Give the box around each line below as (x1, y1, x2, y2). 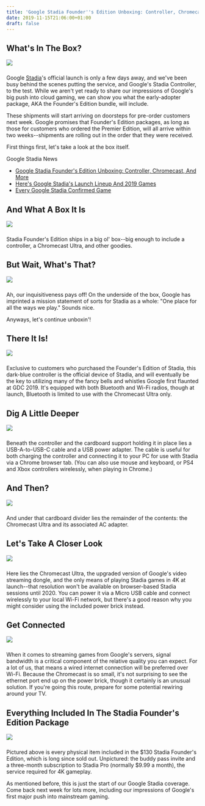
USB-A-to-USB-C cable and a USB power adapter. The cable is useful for (6, 446, 190, 453)
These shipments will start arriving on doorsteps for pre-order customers (6, 112, 190, 119)
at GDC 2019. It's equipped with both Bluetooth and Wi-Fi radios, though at (6, 384, 195, 392)
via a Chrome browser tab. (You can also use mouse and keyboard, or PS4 (6, 459, 194, 466)
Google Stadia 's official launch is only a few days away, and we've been (6, 74, 187, 81)
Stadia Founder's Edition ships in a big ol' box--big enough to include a (6, 235, 185, 242)
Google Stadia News (6, 155, 58, 163)
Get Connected (6, 619, 65, 630)
